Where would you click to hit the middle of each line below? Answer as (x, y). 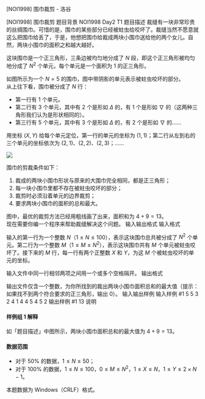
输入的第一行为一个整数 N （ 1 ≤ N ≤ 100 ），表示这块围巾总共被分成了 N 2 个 (99, 236)
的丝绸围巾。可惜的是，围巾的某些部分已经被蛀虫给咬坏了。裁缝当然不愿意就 (103, 30)
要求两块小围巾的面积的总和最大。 (58, 203)
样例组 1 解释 (22, 317)
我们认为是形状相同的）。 (57, 114)
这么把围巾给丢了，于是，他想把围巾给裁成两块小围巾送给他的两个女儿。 (97, 37)
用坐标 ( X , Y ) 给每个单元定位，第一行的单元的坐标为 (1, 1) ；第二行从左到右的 (101, 135)
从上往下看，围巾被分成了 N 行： (47, 86)
